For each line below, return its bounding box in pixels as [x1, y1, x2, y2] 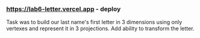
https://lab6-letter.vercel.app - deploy [6, 5, 121, 13]
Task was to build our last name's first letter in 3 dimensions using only [6, 19, 183, 26]
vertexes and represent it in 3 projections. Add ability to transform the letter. [6, 25, 195, 32]
